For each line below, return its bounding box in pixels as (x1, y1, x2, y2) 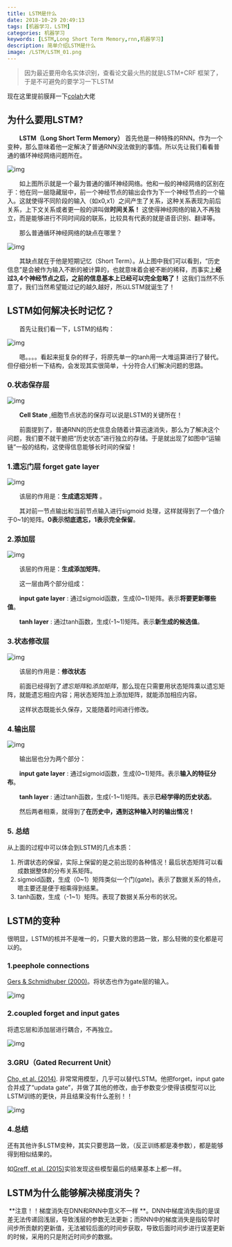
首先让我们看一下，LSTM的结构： (19, 325, 115, 333)
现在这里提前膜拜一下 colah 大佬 (7, 91, 95, 100)
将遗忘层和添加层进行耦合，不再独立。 (7, 1025, 116, 1033)
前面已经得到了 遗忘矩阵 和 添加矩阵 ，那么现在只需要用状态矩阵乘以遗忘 (19, 682, 219, 690)
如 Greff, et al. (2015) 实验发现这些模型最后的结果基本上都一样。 (7, 1165, 186, 1173)
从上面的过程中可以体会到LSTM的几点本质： (7, 844, 133, 852)
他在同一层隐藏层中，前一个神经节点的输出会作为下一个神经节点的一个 (19, 188, 219, 196)
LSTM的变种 (7, 915, 61, 927)
